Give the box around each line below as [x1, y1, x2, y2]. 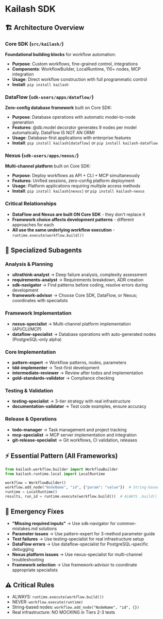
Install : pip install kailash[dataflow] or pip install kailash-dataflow [12, 140, 158, 146]
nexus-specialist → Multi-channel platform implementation [12, 321, 131, 327]
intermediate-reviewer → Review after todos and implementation [12, 370, 143, 376]
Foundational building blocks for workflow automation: [5, 51, 116, 57]
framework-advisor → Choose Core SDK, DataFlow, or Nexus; [12, 292, 137, 298]
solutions [38, 526, 57, 531]
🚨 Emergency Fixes [5, 508, 64, 516]
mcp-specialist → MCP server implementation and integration [12, 432, 137, 437]
